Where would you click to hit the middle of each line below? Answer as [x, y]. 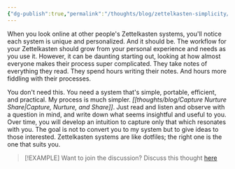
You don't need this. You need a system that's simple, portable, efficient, [112, 92]
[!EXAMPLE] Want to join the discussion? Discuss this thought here [121, 158]
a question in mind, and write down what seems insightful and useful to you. [117, 114]
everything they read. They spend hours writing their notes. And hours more [117, 71]
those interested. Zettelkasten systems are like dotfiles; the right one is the [115, 137]
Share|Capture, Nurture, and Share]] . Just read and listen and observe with [116, 107]
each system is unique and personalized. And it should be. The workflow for [117, 41]
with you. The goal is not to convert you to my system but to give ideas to [113, 129]
